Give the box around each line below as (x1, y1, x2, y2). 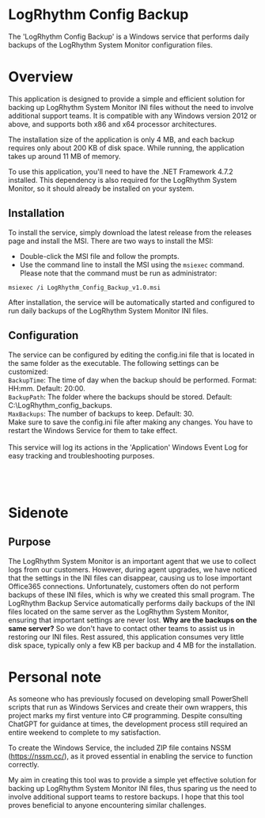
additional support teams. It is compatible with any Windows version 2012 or (8, 111, 257, 120)
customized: (8, 367, 49, 376)
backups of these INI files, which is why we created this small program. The (8, 590, 256, 599)
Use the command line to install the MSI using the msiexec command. (19, 260, 245, 269)
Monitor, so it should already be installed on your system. (8, 184, 195, 193)
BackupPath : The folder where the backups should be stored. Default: (8, 392, 233, 401)
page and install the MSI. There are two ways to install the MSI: (8, 236, 214, 245)
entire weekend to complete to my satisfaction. (8, 728, 161, 737)
